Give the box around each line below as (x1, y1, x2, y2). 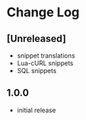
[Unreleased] (6, 33, 67, 45)
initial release (16, 106, 56, 114)
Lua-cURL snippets (16, 59, 74, 67)
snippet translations (16, 51, 75, 60)
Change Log (6, 4, 80, 21)
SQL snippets (16, 67, 57, 75)
